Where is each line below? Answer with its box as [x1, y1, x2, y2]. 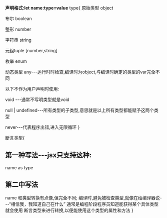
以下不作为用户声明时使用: [5, 86, 59, 92]
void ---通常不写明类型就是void [5, 96, 70, 102]
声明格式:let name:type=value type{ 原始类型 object [5, 5, 113, 11]
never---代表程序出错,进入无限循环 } [5, 124, 80, 130]
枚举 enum [5, 58, 27, 64]
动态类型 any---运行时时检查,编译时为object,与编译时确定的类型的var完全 [5, 69, 156, 75]
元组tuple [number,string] [5, 48, 57, 53]
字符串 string [5, 37, 31, 43]
